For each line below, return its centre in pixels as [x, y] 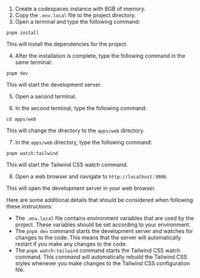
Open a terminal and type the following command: [78, 22]
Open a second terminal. [46, 96]
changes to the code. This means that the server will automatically [98, 237]
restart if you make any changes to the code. [71, 244]
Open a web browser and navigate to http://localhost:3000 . [91, 176]
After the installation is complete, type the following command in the [100, 56]
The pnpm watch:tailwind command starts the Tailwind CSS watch [98, 250]
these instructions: [29, 206]
